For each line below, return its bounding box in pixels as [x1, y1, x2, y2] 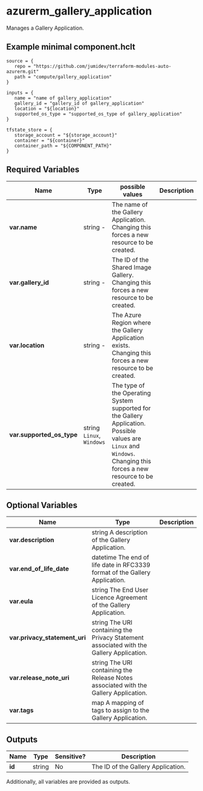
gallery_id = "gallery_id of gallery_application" [14, 100, 145, 107]
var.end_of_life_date [9, 564, 69, 573]
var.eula [9, 597, 33, 606]
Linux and [111, 442, 140, 450]
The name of [111, 200, 148, 208]
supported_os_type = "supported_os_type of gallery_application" [14, 111, 182, 117]
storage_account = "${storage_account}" [14, 132, 118, 138]
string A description [91, 528, 148, 537]
